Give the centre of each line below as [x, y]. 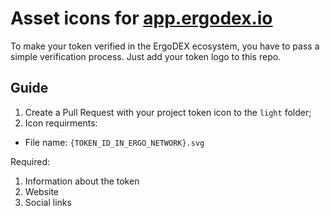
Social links [48, 202]
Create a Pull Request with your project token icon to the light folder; [168, 112]
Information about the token [82, 181]
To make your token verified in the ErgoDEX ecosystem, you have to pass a [165, 46]
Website [42, 191]
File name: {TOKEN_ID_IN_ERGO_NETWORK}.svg [114, 142]
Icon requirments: [61, 123]
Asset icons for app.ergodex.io [141, 18]
